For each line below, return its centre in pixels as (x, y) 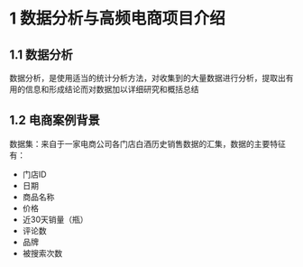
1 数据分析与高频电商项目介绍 (117, 18)
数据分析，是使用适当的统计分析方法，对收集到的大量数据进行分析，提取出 (147, 78)
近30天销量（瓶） (55, 219)
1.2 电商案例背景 (55, 120)
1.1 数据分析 (41, 55)
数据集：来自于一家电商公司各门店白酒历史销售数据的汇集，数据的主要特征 (147, 143)
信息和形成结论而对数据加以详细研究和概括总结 (112, 89)
